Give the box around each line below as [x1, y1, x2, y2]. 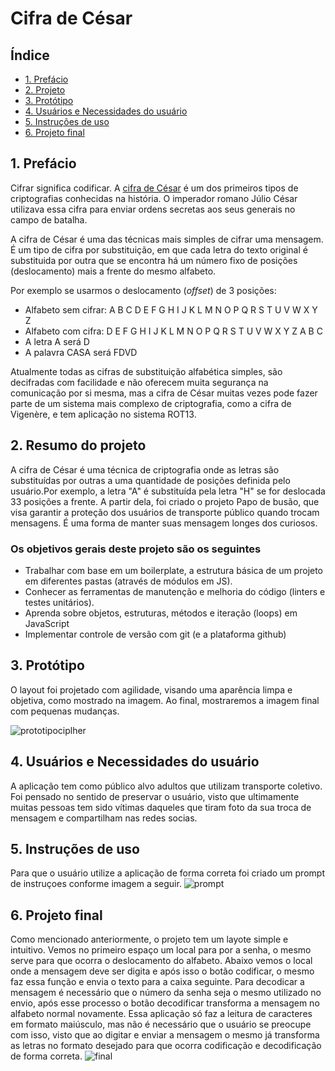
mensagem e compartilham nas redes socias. [10, 812, 198, 824]
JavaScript [24, 617, 70, 629]
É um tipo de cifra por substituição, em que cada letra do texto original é [10, 243, 308, 256]
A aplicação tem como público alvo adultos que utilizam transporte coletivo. [10, 780, 323, 792]
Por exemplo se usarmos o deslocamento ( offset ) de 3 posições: [10, 284, 277, 296]
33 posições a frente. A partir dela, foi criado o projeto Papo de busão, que [10, 495, 320, 507]
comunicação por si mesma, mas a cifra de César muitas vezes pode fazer [10, 387, 318, 399]
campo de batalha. [10, 213, 88, 226]
